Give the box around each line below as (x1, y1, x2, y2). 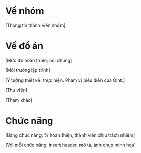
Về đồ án (5, 40, 44, 52)
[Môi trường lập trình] (5, 67, 50, 73)
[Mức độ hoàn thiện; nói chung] (5, 57, 72, 63)
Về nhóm (5, 5, 45, 17)
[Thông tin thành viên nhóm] (5, 22, 66, 28)
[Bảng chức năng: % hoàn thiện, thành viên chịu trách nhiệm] (5, 131, 135, 138)
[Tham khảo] (5, 97, 32, 103)
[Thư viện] (5, 87, 27, 93)
